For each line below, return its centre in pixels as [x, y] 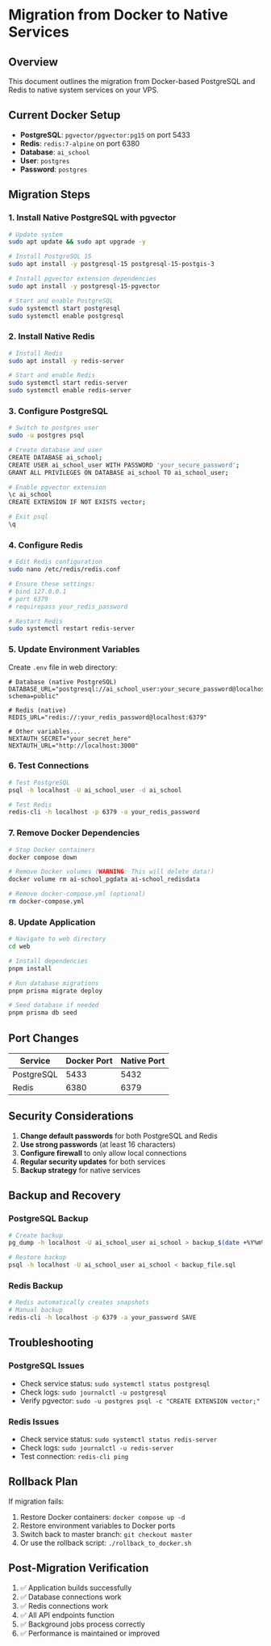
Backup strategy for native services [80, 1170]
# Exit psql [28, 517]
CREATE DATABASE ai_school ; [56, 457]
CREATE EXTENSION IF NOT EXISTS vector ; [77, 502]
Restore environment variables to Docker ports [98, 1525]
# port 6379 [28, 599]
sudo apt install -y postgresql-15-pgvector [84, 286]
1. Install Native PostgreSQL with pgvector [92, 218]
